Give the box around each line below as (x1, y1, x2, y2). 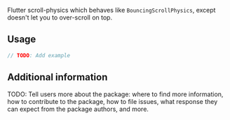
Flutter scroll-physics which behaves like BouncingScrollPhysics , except (7, 6, 216, 14)
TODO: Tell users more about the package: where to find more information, (7, 90, 224, 98)
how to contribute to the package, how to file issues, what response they (7, 97, 218, 105)
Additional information (7, 71, 108, 83)
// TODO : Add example (7, 52, 71, 59)
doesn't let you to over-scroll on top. (7, 13, 113, 22)
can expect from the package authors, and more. (7, 105, 149, 113)
